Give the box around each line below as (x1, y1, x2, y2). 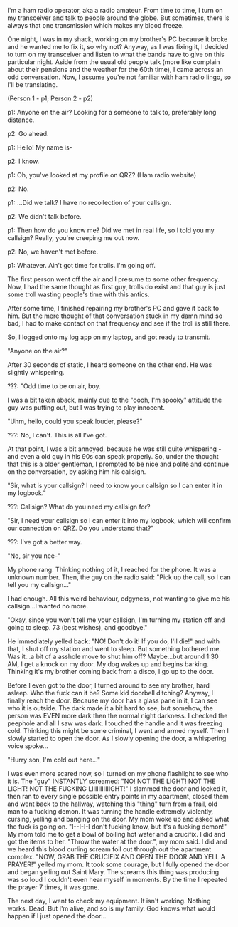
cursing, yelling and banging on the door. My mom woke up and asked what (7, 815, 229, 823)
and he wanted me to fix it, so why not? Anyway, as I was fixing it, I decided (7, 43, 229, 51)
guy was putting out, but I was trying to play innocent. (7, 403, 166, 412)
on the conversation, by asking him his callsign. (7, 467, 146, 476)
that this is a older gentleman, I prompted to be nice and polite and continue (7, 460, 229, 468)
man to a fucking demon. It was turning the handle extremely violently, (7, 807, 214, 815)
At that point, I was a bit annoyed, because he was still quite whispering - (7, 445, 222, 453)
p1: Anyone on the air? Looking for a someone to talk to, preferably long (7, 108, 217, 116)
